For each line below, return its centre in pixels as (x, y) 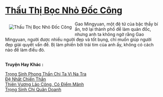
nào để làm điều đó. (25, 50)
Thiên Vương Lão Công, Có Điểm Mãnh (45, 84)
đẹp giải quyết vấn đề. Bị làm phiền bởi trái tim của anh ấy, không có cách (80, 44)
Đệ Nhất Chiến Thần (26, 79)
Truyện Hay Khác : (24, 64)
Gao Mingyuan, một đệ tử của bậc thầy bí (116, 24)
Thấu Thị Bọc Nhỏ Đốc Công (64, 10)
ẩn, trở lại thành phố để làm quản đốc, (113, 29)
